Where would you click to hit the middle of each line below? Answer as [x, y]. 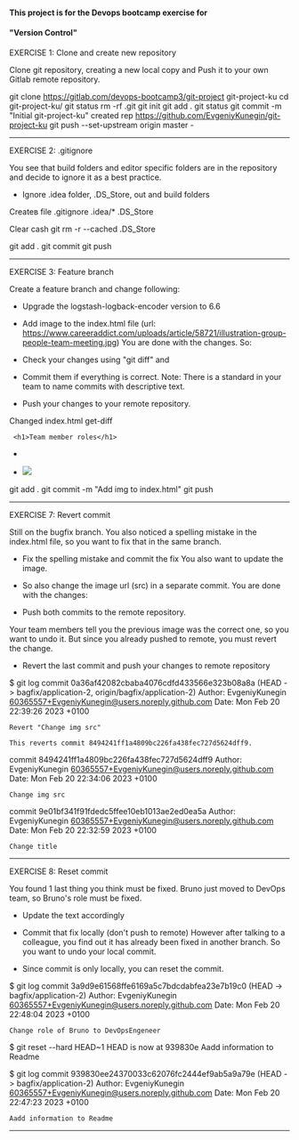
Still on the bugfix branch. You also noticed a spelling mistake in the [133, 532]
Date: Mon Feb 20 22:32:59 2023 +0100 [83, 830]
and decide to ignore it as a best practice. [85, 177]
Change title [33, 846]
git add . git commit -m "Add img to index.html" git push [111, 489]
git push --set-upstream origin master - [121, 125]
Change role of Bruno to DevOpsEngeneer [85, 1031]
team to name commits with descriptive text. [103, 386]
